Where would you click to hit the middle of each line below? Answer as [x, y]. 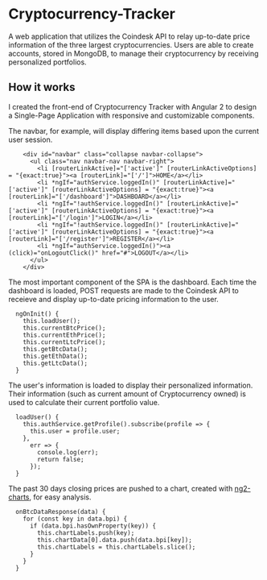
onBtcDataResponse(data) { [61, 512]
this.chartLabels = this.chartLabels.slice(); [117, 547]
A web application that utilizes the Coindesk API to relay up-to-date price [129, 36]
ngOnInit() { [37, 314]
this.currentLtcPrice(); [64, 342]
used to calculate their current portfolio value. [84, 402]
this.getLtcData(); [55, 363]
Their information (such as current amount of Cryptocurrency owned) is [127, 394]
